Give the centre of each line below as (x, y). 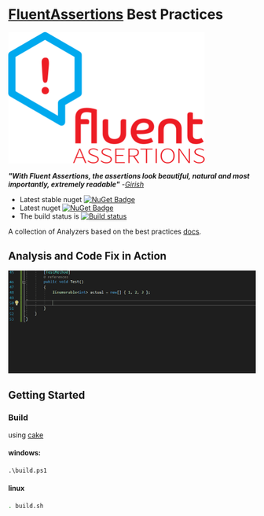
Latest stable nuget (51, 199)
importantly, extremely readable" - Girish (76, 184)
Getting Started (47, 395)
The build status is (49, 216)
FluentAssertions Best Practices (116, 15)
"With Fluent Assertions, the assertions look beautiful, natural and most (129, 175)
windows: (25, 453)
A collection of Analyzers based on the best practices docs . (105, 231)
